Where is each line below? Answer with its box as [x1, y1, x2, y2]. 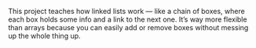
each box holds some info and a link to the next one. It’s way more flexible [8, 15, 247, 24]
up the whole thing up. [8, 31, 81, 40]
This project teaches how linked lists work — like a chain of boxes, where [8, 7, 245, 15]
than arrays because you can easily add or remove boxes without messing [8, 23, 249, 32]
